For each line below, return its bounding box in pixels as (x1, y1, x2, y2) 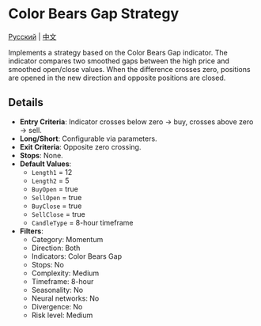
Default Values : (19, 159, 72, 169)
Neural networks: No (31, 294, 100, 303)
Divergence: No (31, 301, 83, 311)
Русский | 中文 (8, 32, 57, 41)
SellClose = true (31, 209, 85, 218)
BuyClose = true (31, 201, 82, 210)
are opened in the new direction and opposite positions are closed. (8, 73, 226, 82)
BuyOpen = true (31, 184, 79, 194)
